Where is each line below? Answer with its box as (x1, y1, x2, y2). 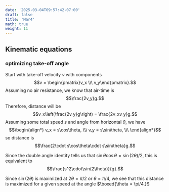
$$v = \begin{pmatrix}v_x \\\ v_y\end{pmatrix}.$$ (33, 79, 137, 85)
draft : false (5, 12, 33, 17)
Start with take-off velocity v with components (5, 71, 102, 77)
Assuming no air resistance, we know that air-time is (5, 87, 115, 93)
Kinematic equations (5, 45, 72, 54)
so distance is (5, 134, 34, 140)
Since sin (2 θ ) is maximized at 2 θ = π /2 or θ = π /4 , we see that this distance (5, 175, 164, 181)
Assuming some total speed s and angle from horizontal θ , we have (5, 119, 146, 125)
